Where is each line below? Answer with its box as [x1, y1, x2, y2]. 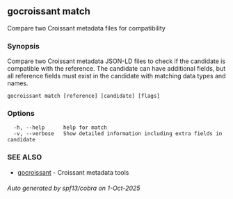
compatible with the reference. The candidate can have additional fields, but [7, 64, 226, 73]
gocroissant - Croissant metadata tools [17, 168, 129, 176]
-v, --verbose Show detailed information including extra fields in [13, 130, 223, 137]
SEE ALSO [7, 153, 42, 162]
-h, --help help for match [13, 124, 108, 131]
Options [7, 109, 35, 119]
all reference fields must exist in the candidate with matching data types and [7, 72, 226, 80]
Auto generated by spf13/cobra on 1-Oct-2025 [7, 184, 140, 193]
